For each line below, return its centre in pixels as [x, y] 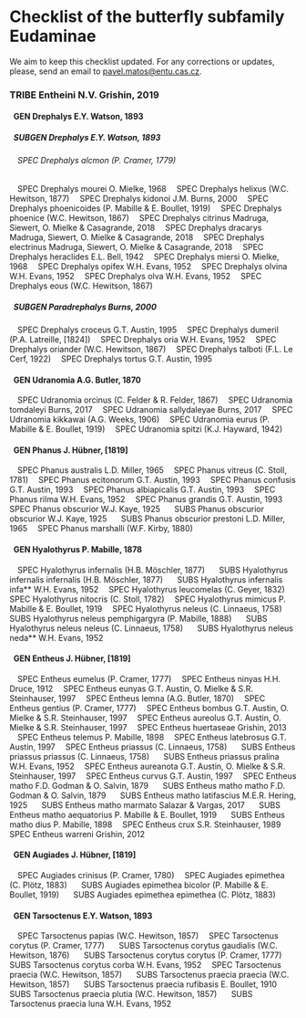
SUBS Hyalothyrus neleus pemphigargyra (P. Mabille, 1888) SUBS [138, 618]
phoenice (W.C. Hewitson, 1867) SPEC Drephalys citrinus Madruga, [139, 218]
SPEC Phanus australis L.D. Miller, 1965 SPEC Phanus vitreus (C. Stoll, [152, 470]
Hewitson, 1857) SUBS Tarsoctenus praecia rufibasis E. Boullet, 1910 [143, 984]
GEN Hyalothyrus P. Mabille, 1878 [78, 549]
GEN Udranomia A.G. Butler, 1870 [77, 380]
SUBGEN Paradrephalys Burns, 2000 [85, 307]
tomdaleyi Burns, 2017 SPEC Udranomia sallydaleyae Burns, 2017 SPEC [151, 410]
